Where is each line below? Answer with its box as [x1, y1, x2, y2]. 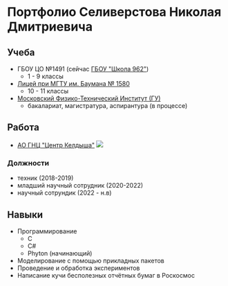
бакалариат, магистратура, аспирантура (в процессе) [27, 102, 188, 109]
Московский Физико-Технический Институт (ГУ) [17, 94, 161, 102]
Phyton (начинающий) [27, 249, 93, 257]
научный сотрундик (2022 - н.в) [17, 188, 112, 197]
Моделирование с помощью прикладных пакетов [17, 256, 164, 265]
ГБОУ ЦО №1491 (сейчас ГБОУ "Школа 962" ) [17, 65, 149, 73]
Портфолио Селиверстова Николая [7, 4, 222, 20]
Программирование [17, 226, 77, 235]
